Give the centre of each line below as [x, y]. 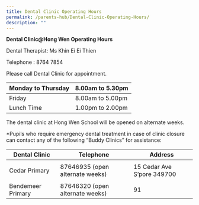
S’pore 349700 [155, 174]
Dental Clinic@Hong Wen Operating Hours [60, 40]
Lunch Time [26, 108]
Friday [18, 98]
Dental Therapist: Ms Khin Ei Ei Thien [51, 51]
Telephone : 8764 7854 [35, 62]
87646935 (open [85, 167]
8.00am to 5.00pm [101, 98]
